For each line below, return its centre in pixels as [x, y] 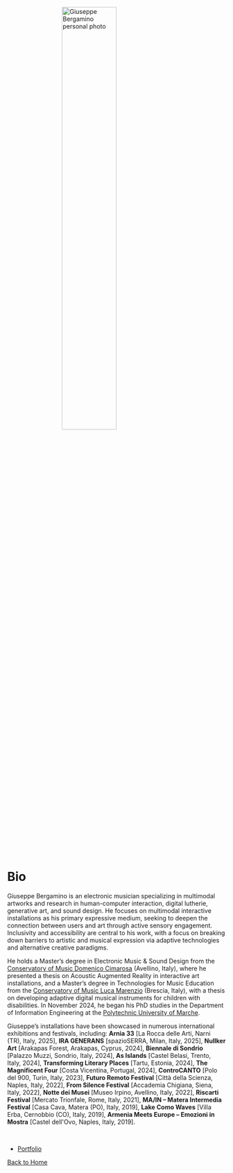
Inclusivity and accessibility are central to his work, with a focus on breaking [116, 932]
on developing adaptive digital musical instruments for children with [104, 998]
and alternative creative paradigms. [58, 948]
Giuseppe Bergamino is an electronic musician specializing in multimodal [111, 896]
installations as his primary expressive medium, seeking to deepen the [107, 918]
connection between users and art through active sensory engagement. [110, 925]
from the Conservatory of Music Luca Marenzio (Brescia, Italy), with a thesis [116, 990]
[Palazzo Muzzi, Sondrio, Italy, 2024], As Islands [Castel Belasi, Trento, [109, 1055]
